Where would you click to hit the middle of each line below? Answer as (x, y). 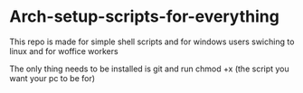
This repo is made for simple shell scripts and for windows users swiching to (152, 42)
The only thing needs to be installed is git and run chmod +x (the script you (149, 69)
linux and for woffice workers (64, 51)
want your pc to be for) (52, 78)
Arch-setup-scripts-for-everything (145, 17)
